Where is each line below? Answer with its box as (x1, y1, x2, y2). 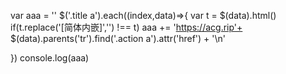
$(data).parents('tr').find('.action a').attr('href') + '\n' (10, 33, 227, 44)
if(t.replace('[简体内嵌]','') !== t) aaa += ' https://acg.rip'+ (10, 21, 243, 33)
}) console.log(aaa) (10, 52, 90, 64)
